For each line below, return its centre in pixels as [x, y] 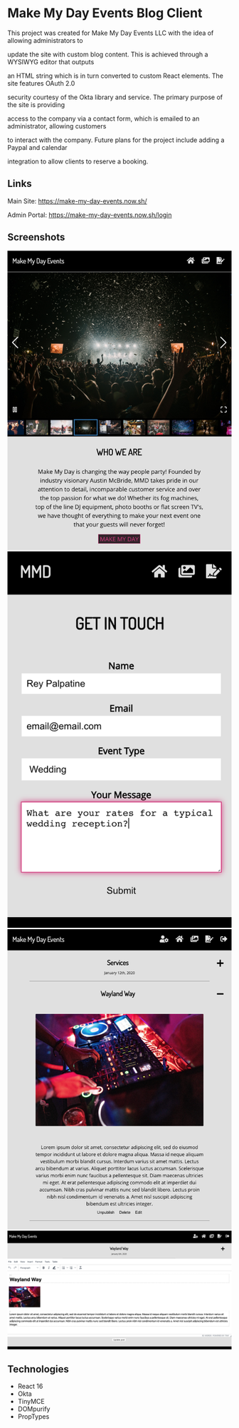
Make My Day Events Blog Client [105, 13]
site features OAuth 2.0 [41, 83]
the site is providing [36, 104]
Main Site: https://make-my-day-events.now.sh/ [77, 201]
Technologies [38, 1369]
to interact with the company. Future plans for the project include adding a [116, 140]
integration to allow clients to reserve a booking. [78, 161]
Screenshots [36, 237]
